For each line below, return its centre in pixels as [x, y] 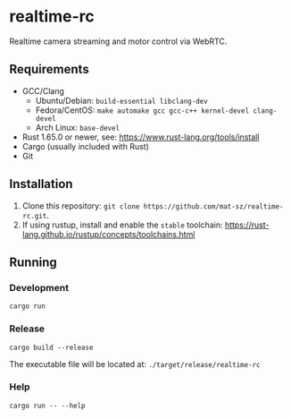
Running [33, 262]
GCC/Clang [43, 90]
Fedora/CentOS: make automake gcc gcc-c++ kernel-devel [142, 110]
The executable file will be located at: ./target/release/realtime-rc [135, 363]
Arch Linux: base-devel [78, 127]
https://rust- [247, 225]
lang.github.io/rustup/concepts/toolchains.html [108, 234]
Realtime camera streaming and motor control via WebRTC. [118, 41]
